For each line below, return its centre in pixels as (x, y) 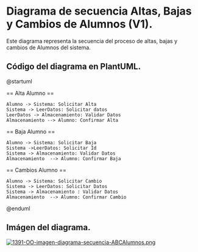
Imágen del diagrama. (48, 227)
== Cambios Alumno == (37, 170)
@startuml (19, 81)
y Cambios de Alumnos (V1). (80, 24)
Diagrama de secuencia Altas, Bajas (99, 11)
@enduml (18, 208)
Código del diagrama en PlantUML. (74, 67)
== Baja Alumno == (31, 131)
